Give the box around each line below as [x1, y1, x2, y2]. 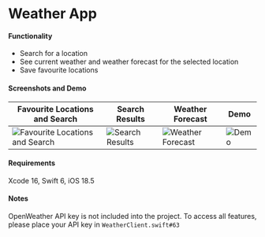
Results [116, 113, 146, 124]
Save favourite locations [19, 65, 99, 75]
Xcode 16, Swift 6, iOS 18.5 [8, 176, 95, 185]
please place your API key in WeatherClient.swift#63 [8, 220, 180, 229]
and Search [33, 113, 78, 124]
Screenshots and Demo [8, 83, 87, 93]
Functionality [8, 31, 53, 40]
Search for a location [19, 49, 88, 58]
